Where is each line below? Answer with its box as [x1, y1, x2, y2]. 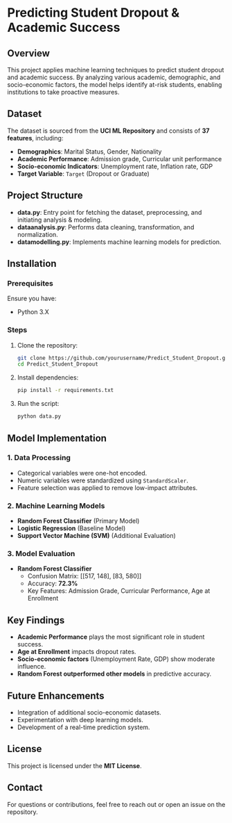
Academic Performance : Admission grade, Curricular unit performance [17, 154, 222, 163]
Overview [7, 47, 51, 59]
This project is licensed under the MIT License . [7, 761, 142, 769]
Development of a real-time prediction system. [17, 723, 150, 731]
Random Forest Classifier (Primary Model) [17, 516, 140, 525]
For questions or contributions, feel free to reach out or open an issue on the [7, 800, 226, 808]
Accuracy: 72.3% [27, 579, 78, 588]
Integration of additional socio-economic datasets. [17, 708, 161, 717]
